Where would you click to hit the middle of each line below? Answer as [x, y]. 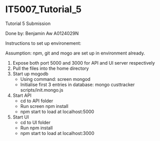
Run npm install [36, 128]
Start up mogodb [30, 74]
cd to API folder [37, 101]
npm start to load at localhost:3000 [57, 133]
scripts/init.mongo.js [42, 90]
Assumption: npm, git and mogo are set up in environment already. [75, 53]
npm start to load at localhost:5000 [57, 111]
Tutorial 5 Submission [28, 23]
